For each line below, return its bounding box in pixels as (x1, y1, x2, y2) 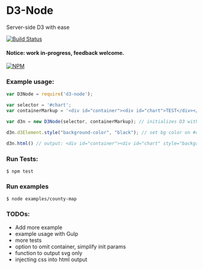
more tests (14, 236, 42, 244)
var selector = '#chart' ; (6, 102, 71, 109)
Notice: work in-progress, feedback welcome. (6, 49, 125, 56)
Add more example (14, 224, 63, 231)
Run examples (6, 182, 49, 191)
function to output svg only (14, 249, 83, 256)
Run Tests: (6, 154, 39, 163)
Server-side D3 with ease (6, 24, 70, 31)
